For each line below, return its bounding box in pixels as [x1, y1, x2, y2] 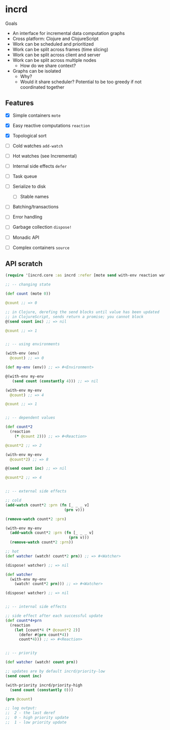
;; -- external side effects [5, 489, 67, 494]
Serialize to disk [12, 184, 46, 190]
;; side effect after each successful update [5, 613, 103, 618]
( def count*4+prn [5, 618, 42, 623]
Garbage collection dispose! [12, 224, 72, 230]
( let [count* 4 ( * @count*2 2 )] [14, 628, 80, 633]
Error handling [12, 214, 42, 220]
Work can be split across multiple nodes [12, 57, 97, 63]
